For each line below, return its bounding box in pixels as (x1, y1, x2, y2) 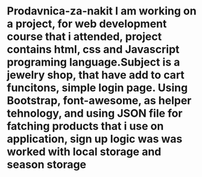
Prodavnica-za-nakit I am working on (7, 4, 197, 18)
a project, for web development (7, 17, 167, 31)
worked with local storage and (7, 145, 162, 159)
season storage (7, 158, 87, 172)
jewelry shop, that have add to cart (7, 68, 185, 82)
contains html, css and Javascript (7, 43, 180, 57)
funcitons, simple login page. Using (7, 81, 188, 95)
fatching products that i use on (7, 119, 164, 133)
